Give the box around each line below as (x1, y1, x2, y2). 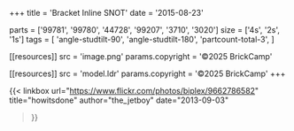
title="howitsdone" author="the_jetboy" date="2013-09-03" (9, 95, 228, 105)
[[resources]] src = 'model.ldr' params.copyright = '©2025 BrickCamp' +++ (9, 68, 286, 79)
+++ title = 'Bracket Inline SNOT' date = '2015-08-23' (9, 8, 204, 18)
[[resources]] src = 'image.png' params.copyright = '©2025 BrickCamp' (9, 51, 273, 61)
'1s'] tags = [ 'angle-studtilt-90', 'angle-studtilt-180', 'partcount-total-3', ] (9, 35, 275, 44)
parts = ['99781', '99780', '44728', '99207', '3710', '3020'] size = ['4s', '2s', (9, 25, 281, 35)
